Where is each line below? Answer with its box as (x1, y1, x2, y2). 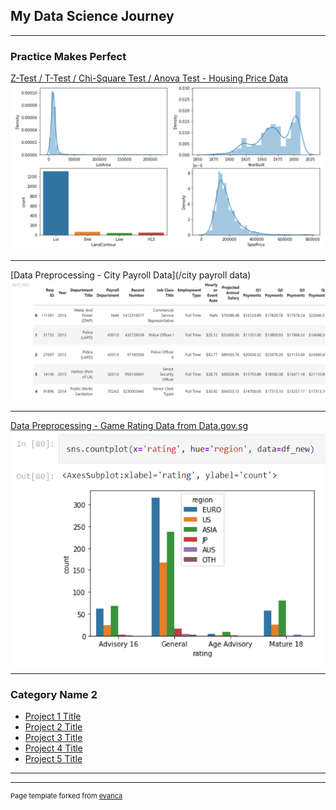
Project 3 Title (24, 732, 83, 744)
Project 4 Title (24, 742, 83, 754)
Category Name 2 (10, 687, 98, 701)
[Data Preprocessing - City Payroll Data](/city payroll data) (10, 269, 252, 281)
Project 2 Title (24, 721, 83, 733)
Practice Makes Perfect (10, 49, 127, 63)
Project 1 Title (24, 710, 82, 723)
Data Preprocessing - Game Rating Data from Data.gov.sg (10, 419, 249, 431)
